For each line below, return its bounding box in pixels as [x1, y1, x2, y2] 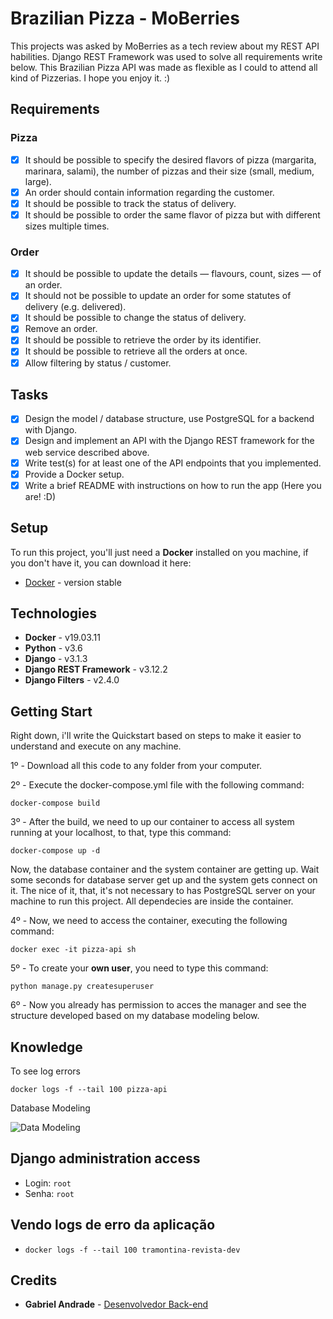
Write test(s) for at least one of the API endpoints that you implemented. [24, 457, 322, 469]
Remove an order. [24, 323, 98, 335]
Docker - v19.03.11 [24, 632, 101, 644]
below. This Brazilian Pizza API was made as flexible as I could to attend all [10, 61, 318, 73]
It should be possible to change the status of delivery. [24, 312, 247, 324]
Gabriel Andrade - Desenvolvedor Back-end [24, 1298, 209, 1311]
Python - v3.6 [24, 642, 83, 654]
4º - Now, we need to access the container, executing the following [10, 915, 288, 927]
